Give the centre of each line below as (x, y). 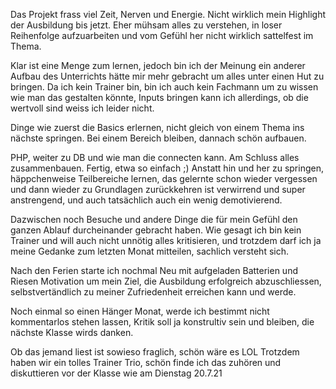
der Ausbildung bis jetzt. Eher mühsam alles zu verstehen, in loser (146, 25)
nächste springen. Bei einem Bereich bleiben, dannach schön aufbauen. (158, 138)
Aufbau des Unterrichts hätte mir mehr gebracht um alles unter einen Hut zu (167, 76)
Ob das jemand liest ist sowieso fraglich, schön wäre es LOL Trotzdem (155, 352)
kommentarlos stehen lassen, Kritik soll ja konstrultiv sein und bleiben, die (162, 322)
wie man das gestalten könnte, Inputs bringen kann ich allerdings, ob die (159, 97)
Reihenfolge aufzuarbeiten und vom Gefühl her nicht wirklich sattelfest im (162, 35)
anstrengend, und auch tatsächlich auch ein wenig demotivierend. (146, 200)
